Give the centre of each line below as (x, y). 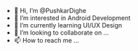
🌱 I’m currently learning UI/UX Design (68, 25)
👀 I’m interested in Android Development (72, 18)
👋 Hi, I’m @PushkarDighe (50, 11)
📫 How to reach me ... (46, 40)
